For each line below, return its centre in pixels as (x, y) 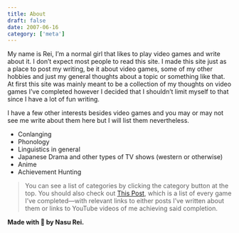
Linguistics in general (49, 149)
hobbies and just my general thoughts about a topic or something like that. (116, 77)
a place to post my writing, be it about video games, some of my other (110, 69)
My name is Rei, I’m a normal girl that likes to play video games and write (114, 54)
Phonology (33, 142)
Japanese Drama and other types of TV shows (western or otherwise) (120, 157)
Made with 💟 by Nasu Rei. (46, 222)
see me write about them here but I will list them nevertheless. (99, 121)
